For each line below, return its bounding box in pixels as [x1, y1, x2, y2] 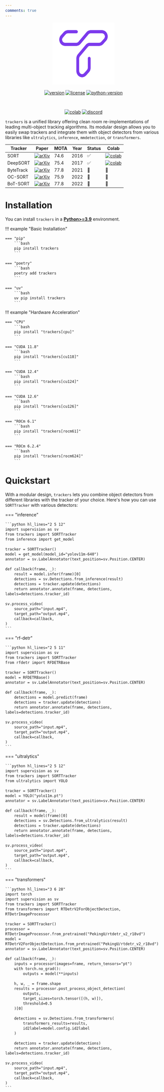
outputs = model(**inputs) [23, 971, 79, 976]
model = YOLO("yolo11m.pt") [5, 793, 64, 798]
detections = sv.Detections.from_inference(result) [14, 576, 123, 581]
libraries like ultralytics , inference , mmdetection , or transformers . [5, 134, 141, 140]
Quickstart [5, 475, 51, 486]
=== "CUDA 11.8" [5, 344, 39, 349]
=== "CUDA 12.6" [5, 394, 39, 399]
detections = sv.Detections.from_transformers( [14, 1016, 114, 1021]
